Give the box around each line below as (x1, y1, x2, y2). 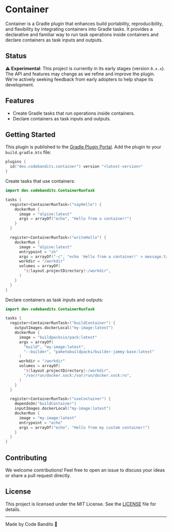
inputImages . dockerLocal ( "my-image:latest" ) (14, 406, 111, 411)
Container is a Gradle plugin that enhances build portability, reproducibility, (5, 20, 163, 27)
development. (5, 81, 34, 88)
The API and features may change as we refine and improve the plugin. (5, 71, 155, 77)
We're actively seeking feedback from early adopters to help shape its (5, 76, 154, 82)
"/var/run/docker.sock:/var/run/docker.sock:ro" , (24, 373, 132, 378)
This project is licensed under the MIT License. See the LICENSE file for (5, 501, 157, 507)
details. (5, 506, 21, 513)
